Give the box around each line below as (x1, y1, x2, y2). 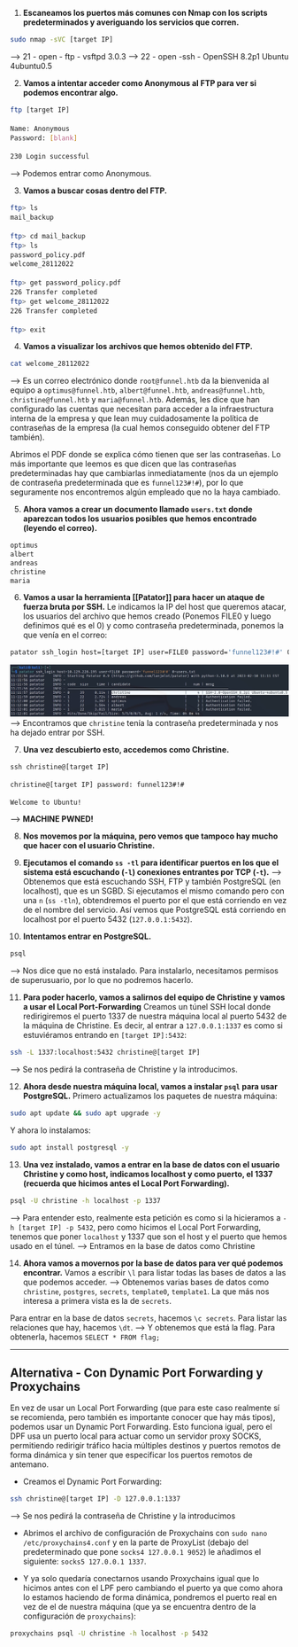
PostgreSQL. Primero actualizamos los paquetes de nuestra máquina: (22, 1090, 278, 1101)
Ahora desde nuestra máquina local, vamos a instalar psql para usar (22, 1081, 278, 1091)
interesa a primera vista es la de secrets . (22, 1295, 172, 1306)
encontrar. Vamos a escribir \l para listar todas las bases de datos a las (22, 1267, 287, 1277)
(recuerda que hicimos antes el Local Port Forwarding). (22, 1178, 230, 1189)
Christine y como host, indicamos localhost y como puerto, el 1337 (22, 1168, 273, 1179)
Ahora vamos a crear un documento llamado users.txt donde (22, 504, 253, 515)
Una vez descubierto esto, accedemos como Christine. (22, 745, 230, 755)
